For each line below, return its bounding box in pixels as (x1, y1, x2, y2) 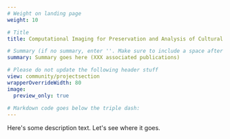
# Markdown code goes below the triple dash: (7, 105, 140, 112)
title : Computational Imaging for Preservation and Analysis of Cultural (7, 35, 224, 42)
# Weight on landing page (7, 10, 81, 17)
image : (7, 85, 26, 93)
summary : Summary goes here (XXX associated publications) (7, 54, 180, 61)
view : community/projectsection (7, 73, 100, 80)
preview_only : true (13, 92, 70, 99)
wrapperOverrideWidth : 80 (7, 79, 81, 86)
